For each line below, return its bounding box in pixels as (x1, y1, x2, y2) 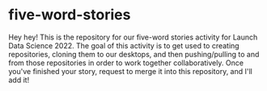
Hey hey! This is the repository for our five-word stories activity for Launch (8, 32, 258, 42)
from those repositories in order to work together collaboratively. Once (8, 58, 244, 68)
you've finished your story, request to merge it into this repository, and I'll (8, 66, 252, 76)
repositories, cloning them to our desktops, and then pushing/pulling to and (8, 49, 260, 59)
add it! (8, 75, 30, 85)
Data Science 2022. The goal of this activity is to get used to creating (8, 40, 240, 50)
